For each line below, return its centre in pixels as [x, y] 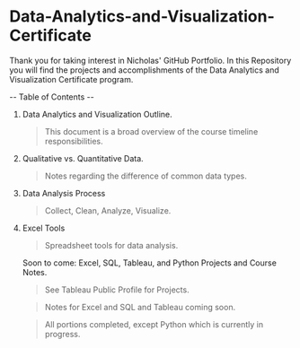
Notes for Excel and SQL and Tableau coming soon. [140, 307]
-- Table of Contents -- [52, 97]
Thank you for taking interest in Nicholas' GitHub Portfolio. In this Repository [150, 60]
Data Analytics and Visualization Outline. [97, 114]
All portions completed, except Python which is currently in [154, 324]
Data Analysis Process [64, 193]
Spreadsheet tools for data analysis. [111, 245]
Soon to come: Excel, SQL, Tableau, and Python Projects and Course [149, 263]
